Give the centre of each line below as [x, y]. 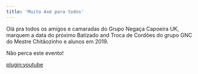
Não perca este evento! [35, 53]
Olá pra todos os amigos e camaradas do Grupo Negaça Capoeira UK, [93, 29]
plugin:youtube [25, 64]
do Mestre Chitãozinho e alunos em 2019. [57, 41]
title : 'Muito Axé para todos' [45, 12]
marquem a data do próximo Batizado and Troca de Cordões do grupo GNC [99, 35]
